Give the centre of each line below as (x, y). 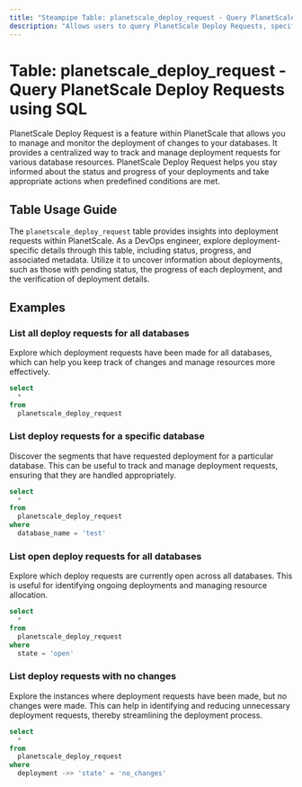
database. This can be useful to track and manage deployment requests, (144, 465)
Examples (37, 307)
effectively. (30, 371)
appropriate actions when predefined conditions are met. (115, 182)
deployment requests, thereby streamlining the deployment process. (136, 715)
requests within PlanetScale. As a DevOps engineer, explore (120, 241)
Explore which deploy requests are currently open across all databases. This (151, 576)
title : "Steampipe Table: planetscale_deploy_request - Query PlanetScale (152, 18)
